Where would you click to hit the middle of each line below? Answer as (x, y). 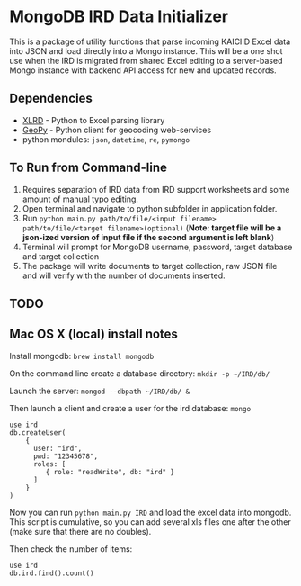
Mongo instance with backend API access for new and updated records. (143, 70)
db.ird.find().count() (52, 573)
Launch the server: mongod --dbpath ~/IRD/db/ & (100, 391)
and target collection (61, 256)
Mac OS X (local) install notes (93, 334)
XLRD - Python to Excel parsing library (93, 120)
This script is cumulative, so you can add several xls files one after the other (150, 522)
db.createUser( (38, 433)
